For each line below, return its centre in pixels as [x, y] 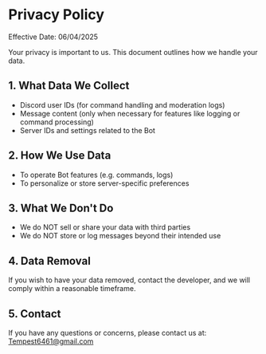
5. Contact [35, 314]
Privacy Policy [57, 15]
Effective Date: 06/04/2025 [53, 37]
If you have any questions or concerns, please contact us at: [108, 333]
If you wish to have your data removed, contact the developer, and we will [129, 280]
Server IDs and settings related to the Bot [87, 130]
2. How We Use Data [60, 156]
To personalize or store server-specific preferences [104, 183]
